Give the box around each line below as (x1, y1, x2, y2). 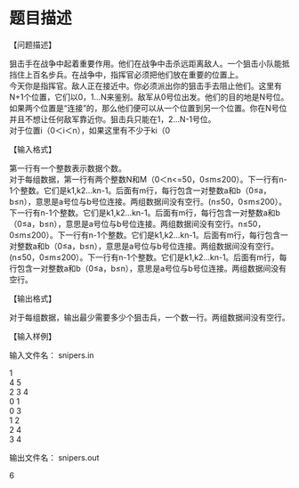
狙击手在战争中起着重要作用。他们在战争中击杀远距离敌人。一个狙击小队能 (9, 58, 282, 69)
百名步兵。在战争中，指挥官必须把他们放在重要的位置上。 (32, 69, 243, 80)
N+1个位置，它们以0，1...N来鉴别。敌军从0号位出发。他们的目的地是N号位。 (9, 91, 289, 102)
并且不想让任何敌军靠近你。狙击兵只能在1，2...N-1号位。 (9, 113, 216, 125)
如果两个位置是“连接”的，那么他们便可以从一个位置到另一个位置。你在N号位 (9, 102, 287, 113)
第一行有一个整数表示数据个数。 (9, 162, 126, 174)
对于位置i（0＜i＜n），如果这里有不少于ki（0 (9, 125, 171, 135)
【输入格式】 (9, 143, 56, 154)
